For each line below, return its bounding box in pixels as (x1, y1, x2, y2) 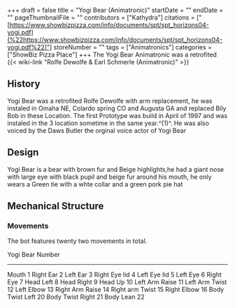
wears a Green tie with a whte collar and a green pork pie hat (7, 179, 183, 188)
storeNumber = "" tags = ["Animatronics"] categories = (53, 43, 212, 51)
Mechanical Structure (7, 200, 104, 212)
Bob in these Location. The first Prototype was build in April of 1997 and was (7, 111, 228, 119)
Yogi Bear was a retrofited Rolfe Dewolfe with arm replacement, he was (7, 96, 213, 105)
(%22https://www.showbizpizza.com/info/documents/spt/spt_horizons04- (7, 36, 222, 44)
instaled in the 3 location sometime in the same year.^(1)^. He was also (7, 119, 210, 127)
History (7, 78, 41, 90)
